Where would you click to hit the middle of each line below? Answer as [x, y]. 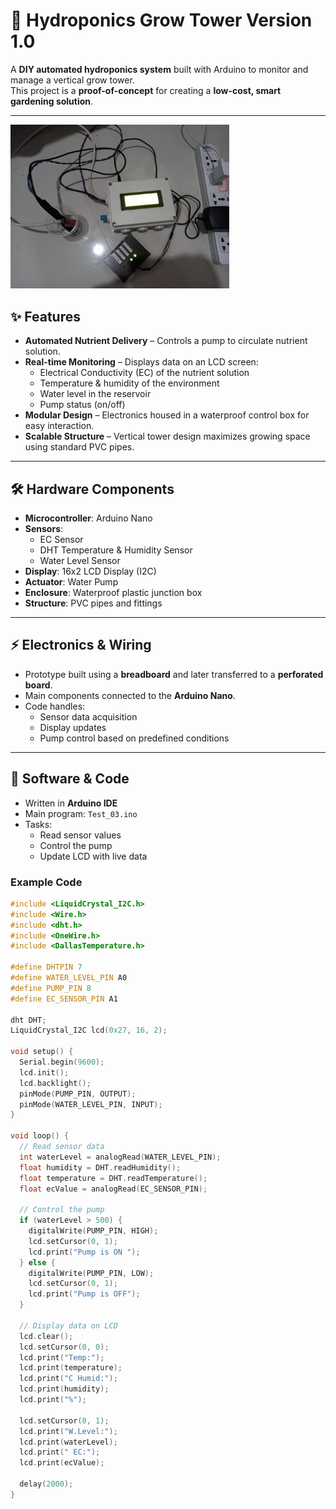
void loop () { [40, 1136]
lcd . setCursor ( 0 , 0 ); [64, 1347]
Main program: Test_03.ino [81, 813]
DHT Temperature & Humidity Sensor [116, 550]
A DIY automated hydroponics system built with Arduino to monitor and [159, 69]
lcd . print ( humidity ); [64, 1389]
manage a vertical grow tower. [72, 80]
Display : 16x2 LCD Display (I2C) [90, 571]
